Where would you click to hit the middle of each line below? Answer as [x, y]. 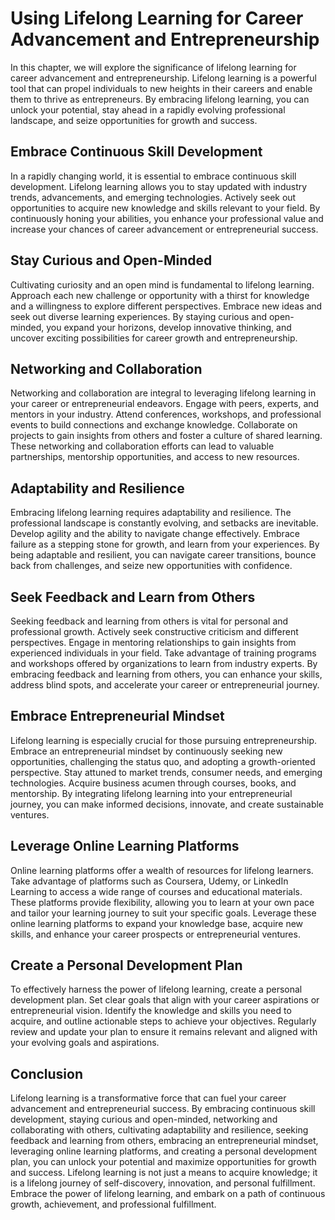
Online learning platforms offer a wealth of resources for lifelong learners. [162, 870]
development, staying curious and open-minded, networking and [144, 1119]
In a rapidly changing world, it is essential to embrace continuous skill [153, 176]
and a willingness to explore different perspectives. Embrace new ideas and [166, 306]
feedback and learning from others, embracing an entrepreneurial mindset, [164, 1141]
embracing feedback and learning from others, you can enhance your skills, [166, 674]
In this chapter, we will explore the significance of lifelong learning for [153, 67]
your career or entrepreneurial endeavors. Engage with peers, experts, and [165, 404]
